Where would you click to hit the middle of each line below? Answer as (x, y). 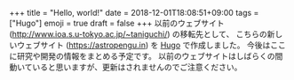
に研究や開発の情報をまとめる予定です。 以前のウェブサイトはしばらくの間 (146, 56)
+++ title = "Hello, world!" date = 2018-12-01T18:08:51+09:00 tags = (134, 13)
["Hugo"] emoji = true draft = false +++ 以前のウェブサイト (117, 23)
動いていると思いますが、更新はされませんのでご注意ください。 (126, 67)
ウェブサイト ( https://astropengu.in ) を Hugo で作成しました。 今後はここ (151, 45)
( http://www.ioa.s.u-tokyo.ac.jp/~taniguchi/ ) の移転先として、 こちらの (139, 34)
